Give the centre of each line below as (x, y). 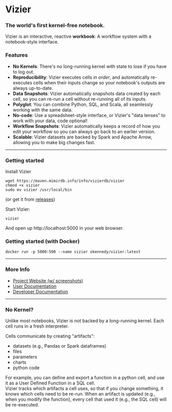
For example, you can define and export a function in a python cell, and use (85, 377)
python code (26, 368)
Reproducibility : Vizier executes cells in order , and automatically (81, 77)
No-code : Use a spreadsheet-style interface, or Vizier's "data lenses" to (89, 115)
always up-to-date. (33, 88)
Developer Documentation (40, 291)
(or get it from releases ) (30, 199)
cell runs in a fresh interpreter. (37, 326)
